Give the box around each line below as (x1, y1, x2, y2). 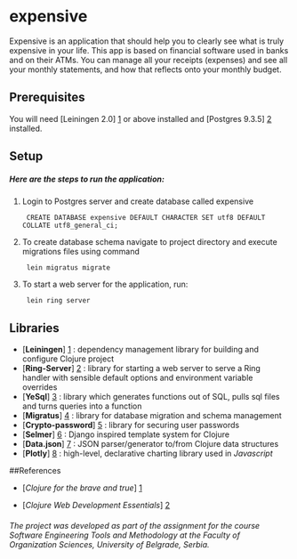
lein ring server (26, 296, 91, 305)
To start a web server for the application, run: (21, 279, 189, 290)
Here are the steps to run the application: (9, 174, 165, 184)
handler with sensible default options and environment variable (21, 372, 253, 383)
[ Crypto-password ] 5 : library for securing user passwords (21, 419, 240, 430)
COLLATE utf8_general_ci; (21, 221, 118, 231)
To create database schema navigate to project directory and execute (21, 237, 277, 247)
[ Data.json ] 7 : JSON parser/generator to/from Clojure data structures (21, 438, 279, 449)
